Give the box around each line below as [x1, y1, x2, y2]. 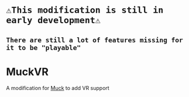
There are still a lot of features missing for [6, 35, 183, 44]
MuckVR [6, 65, 49, 78]
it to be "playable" [6, 43, 81, 52]
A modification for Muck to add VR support [6, 84, 109, 91]
